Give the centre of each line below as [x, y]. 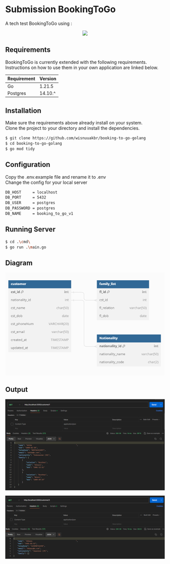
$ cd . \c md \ [18, 242]
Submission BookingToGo [61, 9]
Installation [23, 110]
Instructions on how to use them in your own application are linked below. [82, 68]
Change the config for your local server [46, 182]
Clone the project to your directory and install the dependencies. [73, 128]
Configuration [28, 165]
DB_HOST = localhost [31, 192]
